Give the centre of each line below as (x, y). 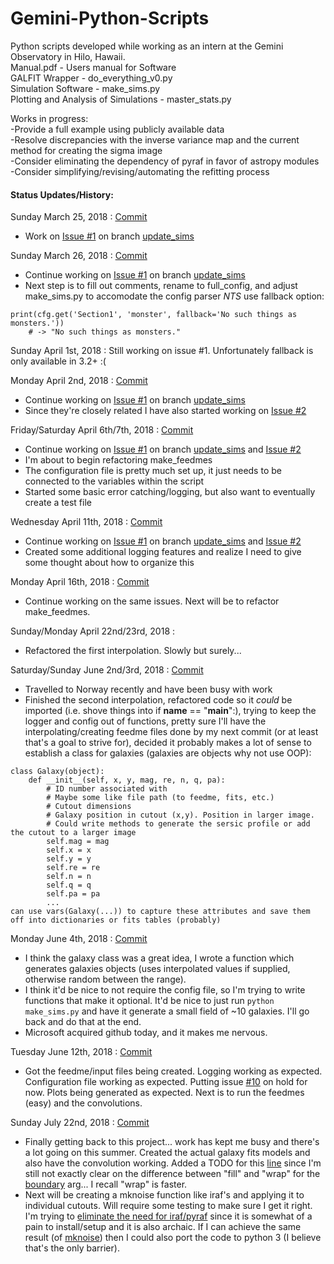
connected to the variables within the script (114, 481)
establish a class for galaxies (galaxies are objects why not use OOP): (168, 753)
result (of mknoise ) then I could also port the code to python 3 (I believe (173, 1238)
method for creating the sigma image (86, 150)
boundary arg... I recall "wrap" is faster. (106, 1184)
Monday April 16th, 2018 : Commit (80, 582)
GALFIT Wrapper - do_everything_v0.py (91, 78)
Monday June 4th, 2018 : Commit (79, 939)
